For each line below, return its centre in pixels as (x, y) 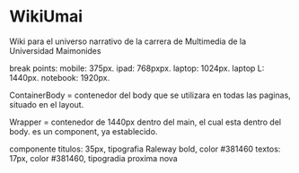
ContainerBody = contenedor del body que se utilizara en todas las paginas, (150, 95)
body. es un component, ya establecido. (84, 131)
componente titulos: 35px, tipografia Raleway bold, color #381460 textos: (145, 149)
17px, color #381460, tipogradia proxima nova (93, 158)
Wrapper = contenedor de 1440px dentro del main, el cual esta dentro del (145, 122)
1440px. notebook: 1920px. (60, 77)
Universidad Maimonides (55, 50)
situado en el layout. (47, 104)
